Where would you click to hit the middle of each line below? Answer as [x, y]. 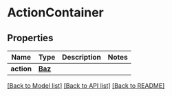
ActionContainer [56, 13]
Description [82, 57]
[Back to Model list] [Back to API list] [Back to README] [86, 86]
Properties [30, 38]
